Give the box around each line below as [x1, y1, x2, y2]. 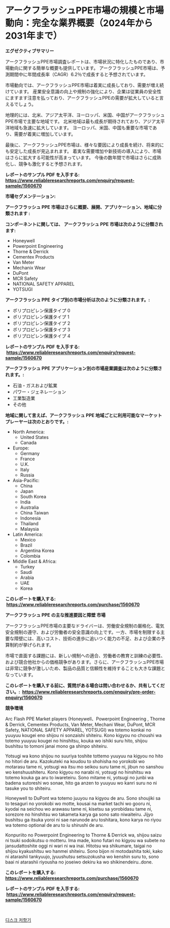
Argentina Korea [20, 547, 54, 554]
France [20, 456, 36, 462]
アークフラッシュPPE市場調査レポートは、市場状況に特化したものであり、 [5, 58, 160, 65]
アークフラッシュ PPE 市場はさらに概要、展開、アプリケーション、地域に [5, 204, 158, 210]
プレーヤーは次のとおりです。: [5, 419, 69, 425]
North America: [12, 429, 45, 435]
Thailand [20, 520, 39, 526]
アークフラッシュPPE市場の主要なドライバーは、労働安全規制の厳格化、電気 [5, 623, 165, 629]
